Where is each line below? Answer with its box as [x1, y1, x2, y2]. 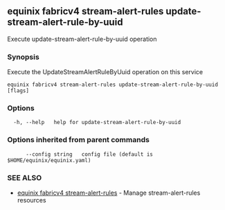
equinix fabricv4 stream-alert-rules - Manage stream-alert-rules [17, 189, 201, 197]
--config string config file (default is [25, 150, 154, 158]
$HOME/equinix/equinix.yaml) [7, 157, 91, 164]
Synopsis [7, 52, 39, 62]
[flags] [7, 87, 30, 94]
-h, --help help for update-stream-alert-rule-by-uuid [13, 119, 181, 126]
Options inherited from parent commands [7, 135, 150, 145]
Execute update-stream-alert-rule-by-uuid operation [7, 35, 157, 43]
